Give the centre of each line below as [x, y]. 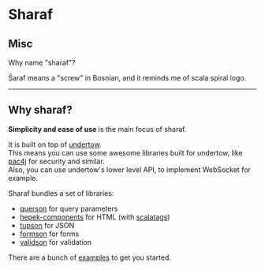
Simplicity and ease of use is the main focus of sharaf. [97, 129]
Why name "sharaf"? [42, 62]
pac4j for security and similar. [56, 161]
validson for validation [56, 242]
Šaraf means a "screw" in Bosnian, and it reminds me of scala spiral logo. [127, 78]
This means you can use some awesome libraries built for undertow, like [125, 152]
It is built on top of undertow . [55, 144]
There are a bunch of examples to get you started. [90, 257]
